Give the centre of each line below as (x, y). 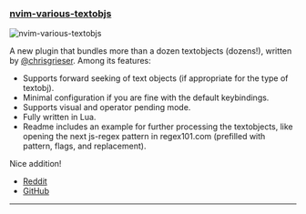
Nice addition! (36, 164)
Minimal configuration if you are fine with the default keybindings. (146, 97)
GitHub (36, 191)
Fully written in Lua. (59, 117)
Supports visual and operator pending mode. (107, 107)
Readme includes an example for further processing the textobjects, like (158, 127)
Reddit (35, 181)
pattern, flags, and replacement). (84, 146)
